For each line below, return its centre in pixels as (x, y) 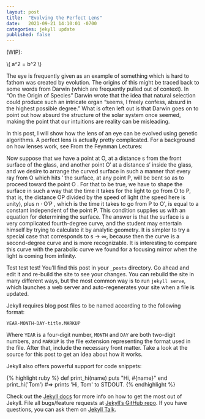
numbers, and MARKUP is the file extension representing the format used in (99, 341)
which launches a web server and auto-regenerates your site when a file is (100, 287)
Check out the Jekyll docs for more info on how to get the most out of (94, 396)
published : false (28, 35)
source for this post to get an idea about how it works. (74, 354)
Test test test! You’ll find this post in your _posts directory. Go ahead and (98, 268)
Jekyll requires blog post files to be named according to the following (94, 306)
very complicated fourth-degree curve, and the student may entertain (94, 224)
